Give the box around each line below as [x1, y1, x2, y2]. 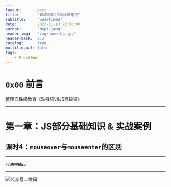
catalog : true [5, 41, 47, 46]
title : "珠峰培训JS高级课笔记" [5, 12, 80, 17]
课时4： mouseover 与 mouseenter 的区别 [5, 142, 122, 151]
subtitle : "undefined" [5, 17, 63, 22]
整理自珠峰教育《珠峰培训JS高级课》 [5, 96, 82, 102]
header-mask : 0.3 [5, 36, 44, 41]
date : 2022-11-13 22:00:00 [5, 21, 81, 27]
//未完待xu [5, 162, 26, 167]
